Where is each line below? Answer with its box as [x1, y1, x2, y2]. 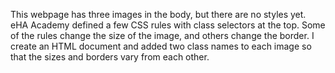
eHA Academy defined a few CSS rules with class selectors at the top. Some [10, 19, 326, 31]
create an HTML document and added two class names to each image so [10, 40, 312, 52]
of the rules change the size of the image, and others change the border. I [10, 30, 315, 41]
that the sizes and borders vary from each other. [10, 51, 210, 63]
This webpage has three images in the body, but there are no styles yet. [10, 9, 307, 20]
